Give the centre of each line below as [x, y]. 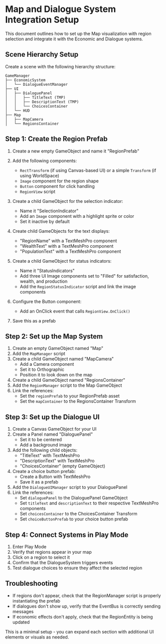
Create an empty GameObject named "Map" [58, 348]
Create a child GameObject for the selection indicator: [68, 201]
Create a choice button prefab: [44, 472]
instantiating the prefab [36, 601]
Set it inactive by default [45, 221]
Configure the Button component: [47, 301]
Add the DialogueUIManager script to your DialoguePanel [70, 487]
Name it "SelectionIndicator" [49, 211]
